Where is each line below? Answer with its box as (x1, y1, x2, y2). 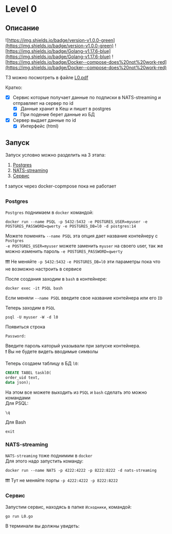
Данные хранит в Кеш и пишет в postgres (20, 106, 111, 112)
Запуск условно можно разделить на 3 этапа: (5, 152, 106, 158)
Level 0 (5, 3, 37, 15)
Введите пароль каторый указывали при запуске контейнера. (5, 343, 141, 349)
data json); (5, 380, 31, 385)
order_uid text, (5, 375, 40, 380)
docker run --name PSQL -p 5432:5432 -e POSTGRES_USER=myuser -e (5, 219, 147, 225)
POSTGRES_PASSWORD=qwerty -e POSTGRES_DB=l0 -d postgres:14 (5, 224, 137, 229)
